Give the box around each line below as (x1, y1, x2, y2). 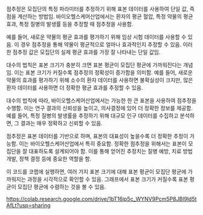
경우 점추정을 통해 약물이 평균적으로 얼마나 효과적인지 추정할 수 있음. (20, 41, 182, 48)
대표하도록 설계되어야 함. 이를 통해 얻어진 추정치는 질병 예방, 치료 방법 (28, 148, 193, 154)
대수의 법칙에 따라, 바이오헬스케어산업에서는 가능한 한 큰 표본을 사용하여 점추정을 (6, 97, 197, 104)
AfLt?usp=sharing (6, 202, 51, 209)
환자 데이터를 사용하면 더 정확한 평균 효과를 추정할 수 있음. (6, 84, 143, 91)
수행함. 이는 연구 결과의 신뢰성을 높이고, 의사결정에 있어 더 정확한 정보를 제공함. (6, 105, 193, 111)
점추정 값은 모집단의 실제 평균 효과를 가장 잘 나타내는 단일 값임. (12, 48, 161, 56)
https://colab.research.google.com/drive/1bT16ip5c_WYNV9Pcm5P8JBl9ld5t (6, 196, 197, 202)
